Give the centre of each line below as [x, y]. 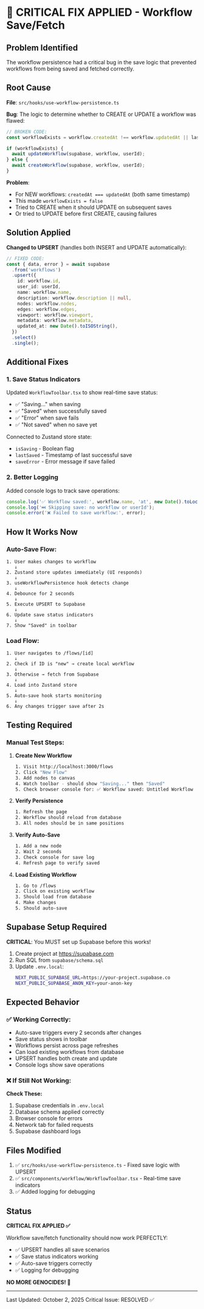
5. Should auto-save [41, 908]
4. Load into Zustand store [42, 685]
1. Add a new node [38, 846]
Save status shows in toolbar [51, 1039]
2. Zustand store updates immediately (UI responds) [74, 573]
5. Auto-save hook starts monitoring [54, 696]
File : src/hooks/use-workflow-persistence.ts [63, 102]
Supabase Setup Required [57, 927]
